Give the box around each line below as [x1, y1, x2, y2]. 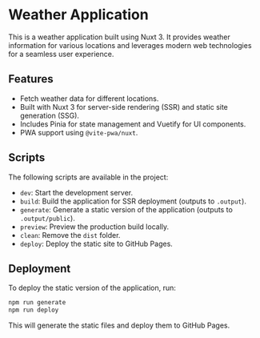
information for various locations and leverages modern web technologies [8, 40, 252, 50]
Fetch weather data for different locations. [19, 94, 159, 103]
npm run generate [8, 299, 66, 307]
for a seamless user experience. [8, 49, 114, 58]
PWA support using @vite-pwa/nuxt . [19, 127, 138, 137]
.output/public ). [19, 213, 76, 223]
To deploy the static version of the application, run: [8, 283, 176, 293]
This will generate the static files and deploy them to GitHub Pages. [8, 320, 230, 330]
